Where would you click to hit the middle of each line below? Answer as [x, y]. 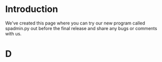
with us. [13, 33]
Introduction [32, 9]
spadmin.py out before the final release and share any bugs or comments [81, 28]
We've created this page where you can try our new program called [75, 23]
